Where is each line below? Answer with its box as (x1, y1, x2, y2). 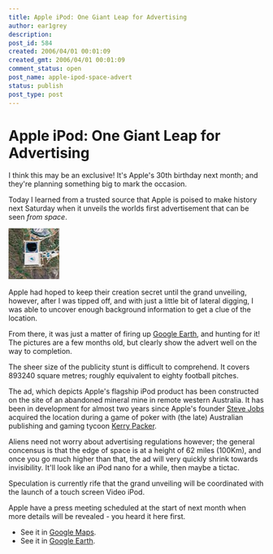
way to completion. (8, 347, 73, 356)
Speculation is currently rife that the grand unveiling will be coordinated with (8, 478, 264, 488)
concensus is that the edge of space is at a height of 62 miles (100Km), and (8, 446, 262, 456)
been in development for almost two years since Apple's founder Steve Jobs (8, 404, 265, 414)
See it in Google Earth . (19, 536, 96, 546)
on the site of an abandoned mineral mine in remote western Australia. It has (8, 395, 264, 405)
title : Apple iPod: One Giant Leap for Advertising (8, 13, 187, 21)
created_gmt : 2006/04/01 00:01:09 (8, 56, 126, 64)
